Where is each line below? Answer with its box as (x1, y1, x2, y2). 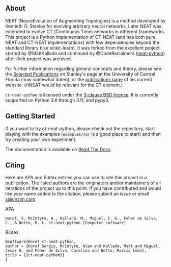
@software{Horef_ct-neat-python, (5, 239, 76, 245)
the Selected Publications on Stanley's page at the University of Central (5, 71, 155, 77)
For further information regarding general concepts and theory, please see (5, 65, 161, 71)
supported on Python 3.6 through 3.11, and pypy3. (5, 97, 109, 103)
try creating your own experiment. (5, 136, 77, 142)
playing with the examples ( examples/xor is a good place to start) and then (5, 131, 161, 137)
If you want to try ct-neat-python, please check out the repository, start (5, 125, 155, 132)
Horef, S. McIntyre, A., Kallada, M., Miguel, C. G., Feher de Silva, (5, 216, 158, 221)
